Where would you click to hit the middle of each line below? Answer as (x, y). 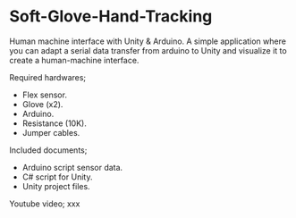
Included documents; (48, 150)
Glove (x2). (42, 104)
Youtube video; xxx (45, 204)
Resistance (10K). (54, 123)
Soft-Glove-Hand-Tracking (111, 17)
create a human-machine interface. (74, 60)
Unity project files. (56, 186)
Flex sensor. (44, 95)
